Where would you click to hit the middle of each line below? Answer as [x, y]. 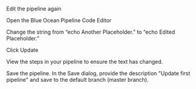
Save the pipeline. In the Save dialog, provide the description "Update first [98, 73]
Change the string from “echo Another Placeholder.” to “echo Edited [91, 32]
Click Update [22, 50]
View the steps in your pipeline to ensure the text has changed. [85, 62]
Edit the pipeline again [34, 9]
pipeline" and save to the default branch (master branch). [77, 80]
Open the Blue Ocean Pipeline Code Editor [59, 20]
